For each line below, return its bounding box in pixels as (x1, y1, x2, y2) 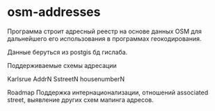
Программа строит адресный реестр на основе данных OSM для (7, 27, 202, 35)
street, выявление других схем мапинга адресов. (7, 95, 154, 104)
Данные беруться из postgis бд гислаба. (7, 48, 128, 56)
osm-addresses (7, 4, 101, 20)
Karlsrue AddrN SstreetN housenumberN (7, 74, 125, 83)
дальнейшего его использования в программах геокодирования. (7, 34, 202, 42)
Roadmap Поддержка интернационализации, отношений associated (7, 88, 209, 96)
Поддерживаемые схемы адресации (7, 61, 117, 69)
